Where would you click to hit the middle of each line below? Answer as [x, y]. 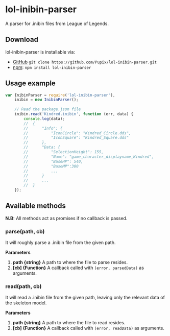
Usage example [31, 83]
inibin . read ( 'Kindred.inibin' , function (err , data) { [74, 114]
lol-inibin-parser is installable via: [40, 52]
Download [22, 40]
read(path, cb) [23, 286]
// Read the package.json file [48, 109]
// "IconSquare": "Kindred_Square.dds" [76, 138]
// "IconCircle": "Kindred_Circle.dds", [77, 133]
